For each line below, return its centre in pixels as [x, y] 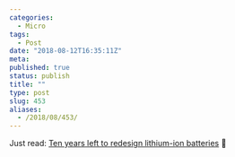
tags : [19, 34]
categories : [31, 17]
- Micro [32, 26]
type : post [30, 92]
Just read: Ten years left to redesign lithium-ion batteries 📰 [118, 144]
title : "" [28, 84]
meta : [19, 59]
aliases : [26, 109]
